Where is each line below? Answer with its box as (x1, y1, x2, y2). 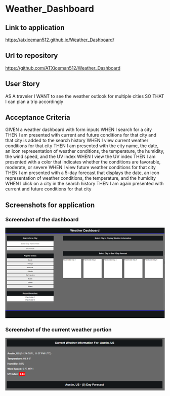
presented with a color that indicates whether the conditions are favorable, (5, 159, 161, 165)
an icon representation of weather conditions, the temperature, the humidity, (5, 148, 164, 154)
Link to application (5, 23, 65, 32)
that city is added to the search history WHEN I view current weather (5, 138, 149, 144)
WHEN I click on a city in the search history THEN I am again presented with (5, 181, 164, 187)
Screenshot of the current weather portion (5, 326, 112, 333)
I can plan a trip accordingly (5, 98, 64, 105)
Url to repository (5, 51, 58, 60)
